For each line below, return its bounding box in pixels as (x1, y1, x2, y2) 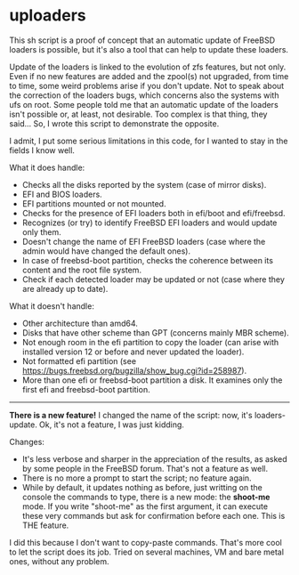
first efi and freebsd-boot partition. (21, 384, 150, 394)
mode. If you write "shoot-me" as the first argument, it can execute (21, 500, 269, 512)
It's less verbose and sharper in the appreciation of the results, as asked (21, 453, 287, 464)
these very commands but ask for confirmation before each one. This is (21, 510, 286, 521)
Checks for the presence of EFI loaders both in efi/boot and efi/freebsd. (21, 207, 287, 218)
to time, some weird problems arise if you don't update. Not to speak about (9, 80, 285, 91)
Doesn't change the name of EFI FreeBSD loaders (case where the (21, 236, 266, 247)
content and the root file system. (21, 264, 142, 275)
